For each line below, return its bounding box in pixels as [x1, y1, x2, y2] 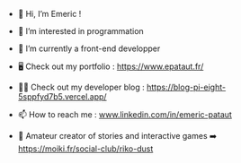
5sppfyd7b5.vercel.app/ [17, 91, 107, 102]
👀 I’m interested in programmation [17, 26, 144, 36]
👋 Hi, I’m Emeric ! [17, 9, 82, 19]
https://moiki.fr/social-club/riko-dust [17, 143, 154, 154]
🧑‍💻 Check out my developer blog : [17, 81, 146, 92]
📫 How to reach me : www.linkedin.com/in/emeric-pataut [17, 109, 232, 120]
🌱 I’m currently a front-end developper [17, 43, 161, 54]
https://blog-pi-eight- [147, 81, 227, 92]
